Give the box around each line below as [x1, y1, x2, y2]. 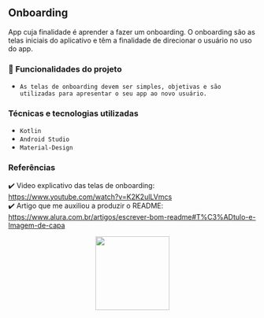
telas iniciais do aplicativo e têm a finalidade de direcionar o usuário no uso [8, 35, 252, 45]
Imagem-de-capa [8, 220, 65, 230]
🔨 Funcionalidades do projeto [8, 63, 122, 74]
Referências [8, 162, 56, 173]
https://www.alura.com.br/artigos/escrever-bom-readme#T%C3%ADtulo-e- [8, 212, 256, 221]
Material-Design [19, 144, 73, 152]
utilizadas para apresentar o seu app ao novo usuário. [19, 90, 207, 98]
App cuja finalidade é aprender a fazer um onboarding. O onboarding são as [8, 27, 256, 36]
